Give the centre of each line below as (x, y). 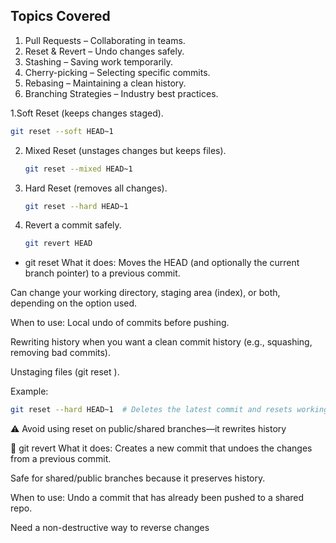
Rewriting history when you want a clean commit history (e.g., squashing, (161, 342)
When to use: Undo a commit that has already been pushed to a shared (157, 498)
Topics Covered (60, 16)
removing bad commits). (61, 353)
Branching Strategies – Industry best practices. (121, 93)
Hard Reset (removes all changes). (96, 188)
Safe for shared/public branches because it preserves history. (138, 478)
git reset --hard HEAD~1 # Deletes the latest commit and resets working (169, 410)
